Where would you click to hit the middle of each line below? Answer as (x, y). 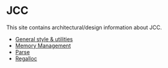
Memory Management (43, 46)
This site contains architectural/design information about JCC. (84, 27)
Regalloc (26, 58)
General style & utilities (44, 39)
